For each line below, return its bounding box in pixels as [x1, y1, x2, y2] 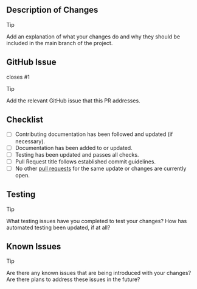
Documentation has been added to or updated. [15, 144, 133, 151]
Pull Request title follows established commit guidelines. [15, 158, 156, 165]
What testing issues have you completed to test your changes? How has [6, 217, 187, 224]
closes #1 [6, 73, 30, 80]
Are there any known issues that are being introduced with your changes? [6, 269, 192, 277]
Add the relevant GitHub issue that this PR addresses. [6, 97, 141, 104]
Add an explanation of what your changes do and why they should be [6, 33, 181, 40]
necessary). [15, 137, 46, 145]
